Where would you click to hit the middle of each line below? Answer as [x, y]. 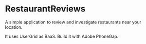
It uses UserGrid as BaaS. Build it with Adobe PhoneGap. [62, 36]
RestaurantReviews [45, 9]
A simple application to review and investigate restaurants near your [73, 22]
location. [14, 27]
